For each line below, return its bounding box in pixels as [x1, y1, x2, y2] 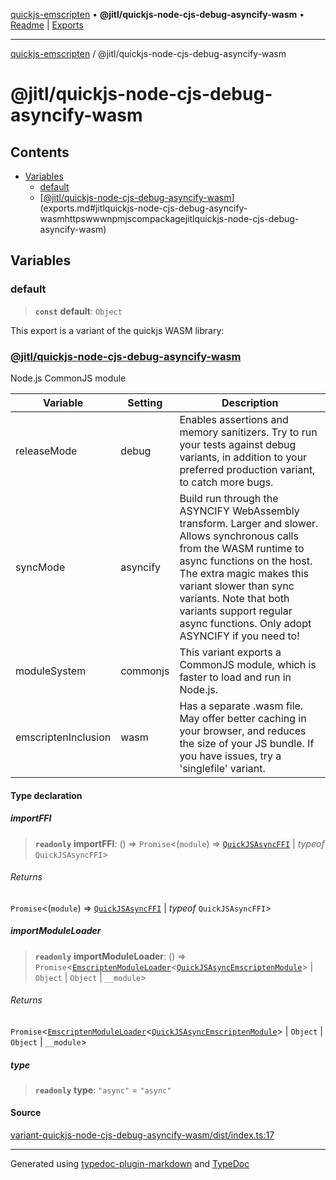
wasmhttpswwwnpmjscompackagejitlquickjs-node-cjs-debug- [39, 213, 300, 224]
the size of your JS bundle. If [179, 736, 315, 750]
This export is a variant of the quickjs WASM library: [10, 324, 225, 336]
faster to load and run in [179, 670, 292, 684]
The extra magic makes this [179, 566, 309, 580]
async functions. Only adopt [179, 616, 312, 630]
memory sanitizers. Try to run [179, 425, 318, 439]
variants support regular [179, 604, 293, 618]
